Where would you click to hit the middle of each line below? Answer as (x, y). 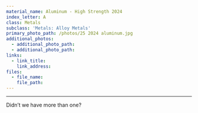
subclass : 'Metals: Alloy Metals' (49, 28)
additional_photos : (30, 39)
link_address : (34, 66)
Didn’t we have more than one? (44, 105)
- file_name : (27, 77)
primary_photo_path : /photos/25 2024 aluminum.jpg (70, 34)
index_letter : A (26, 17)
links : (14, 55)
